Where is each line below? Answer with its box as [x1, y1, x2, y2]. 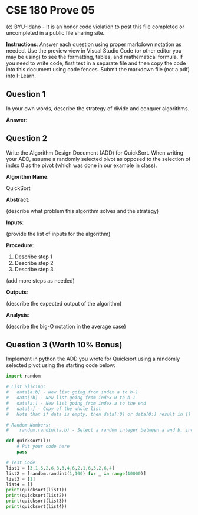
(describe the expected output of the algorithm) [6, 300, 122, 307]
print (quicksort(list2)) [6, 493, 67, 498]
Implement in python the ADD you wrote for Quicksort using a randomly [6, 355, 180, 363]
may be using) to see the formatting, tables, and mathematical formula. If [6, 53, 183, 60]
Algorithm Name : [6, 173, 49, 180]
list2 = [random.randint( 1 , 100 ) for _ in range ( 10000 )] [6, 470, 146, 477]
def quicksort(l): [6, 438, 51, 444]
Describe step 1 [14, 253, 53, 260]
